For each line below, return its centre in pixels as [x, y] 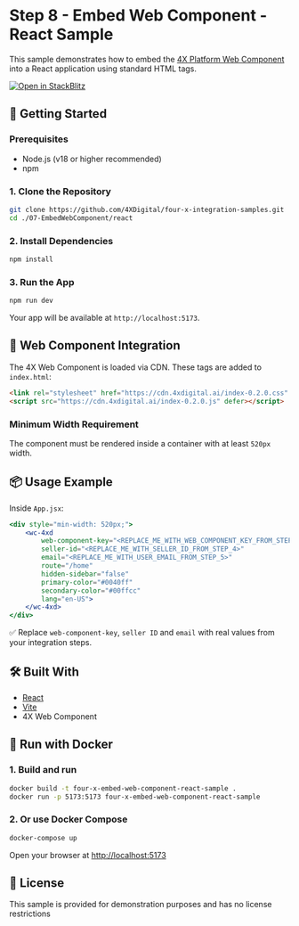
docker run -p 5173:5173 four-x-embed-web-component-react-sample [135, 797]
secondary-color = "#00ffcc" [91, 590]
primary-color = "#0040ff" [87, 582]
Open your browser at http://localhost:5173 [88, 855]
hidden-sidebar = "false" [85, 574]
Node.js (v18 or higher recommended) [92, 159]
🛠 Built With [44, 672]
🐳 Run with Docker [61, 745]
